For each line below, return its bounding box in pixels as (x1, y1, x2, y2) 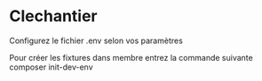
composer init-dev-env (9, 62, 93, 72)
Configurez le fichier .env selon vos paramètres (9, 35, 184, 46)
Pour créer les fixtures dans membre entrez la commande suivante (9, 52, 253, 63)
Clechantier (9, 6, 98, 26)
